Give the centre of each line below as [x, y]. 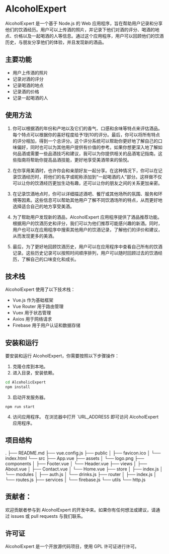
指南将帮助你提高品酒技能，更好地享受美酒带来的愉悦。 [74, 160]
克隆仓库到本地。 [30, 367]
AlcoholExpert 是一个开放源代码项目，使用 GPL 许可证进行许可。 [72, 546]
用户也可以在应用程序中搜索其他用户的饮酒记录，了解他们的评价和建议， [87, 229]
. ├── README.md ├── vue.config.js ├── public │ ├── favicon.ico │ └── [83, 453]
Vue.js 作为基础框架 [33, 300]
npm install [18, 387]
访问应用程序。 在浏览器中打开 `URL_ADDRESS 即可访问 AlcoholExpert [86, 417]
